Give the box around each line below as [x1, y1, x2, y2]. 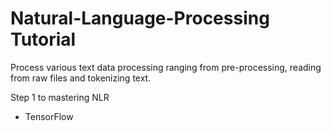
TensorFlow [24, 110, 74, 122]
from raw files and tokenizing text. [10, 72, 152, 84]
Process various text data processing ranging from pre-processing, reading [10, 61, 322, 73]
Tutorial [10, 28, 77, 51]
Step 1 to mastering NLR [10, 91, 110, 103]
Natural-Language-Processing [10, 7, 270, 30]
